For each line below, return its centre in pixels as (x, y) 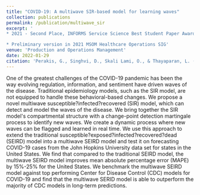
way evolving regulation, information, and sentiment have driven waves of (97, 84)
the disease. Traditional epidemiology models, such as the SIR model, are (96, 90)
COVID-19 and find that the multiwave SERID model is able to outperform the (100, 179)
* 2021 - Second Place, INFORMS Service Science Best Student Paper (93, 34)
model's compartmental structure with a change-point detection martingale (99, 116)
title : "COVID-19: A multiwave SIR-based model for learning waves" (93, 12)
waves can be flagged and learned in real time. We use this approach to (94, 128)
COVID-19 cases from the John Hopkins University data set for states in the (99, 147)
